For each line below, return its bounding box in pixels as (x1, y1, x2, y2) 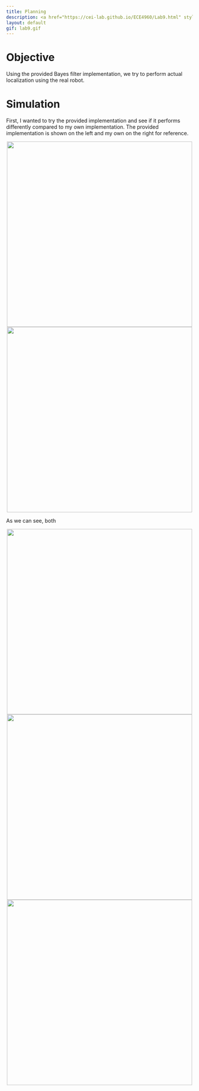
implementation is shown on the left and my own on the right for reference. (6, 130, 189, 137)
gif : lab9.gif (6, 25, 41, 31)
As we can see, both (6, 517, 56, 524)
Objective (6, 51, 55, 64)
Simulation (6, 97, 60, 111)
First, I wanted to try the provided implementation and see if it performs (6, 117, 181, 125)
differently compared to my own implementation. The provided (6, 123, 159, 131)
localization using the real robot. (6, 77, 85, 84)
